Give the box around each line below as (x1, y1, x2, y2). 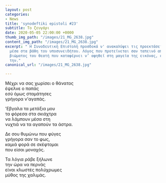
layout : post (5, 7, 32, 12)
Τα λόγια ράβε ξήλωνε (5, 156, 53, 162)
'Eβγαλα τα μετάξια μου (5, 106, 55, 112)
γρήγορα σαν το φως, (5, 137, 50, 142)
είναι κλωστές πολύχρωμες (5, 167, 62, 173)
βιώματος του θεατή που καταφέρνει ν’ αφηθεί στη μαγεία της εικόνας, (9, 53, 158, 58)
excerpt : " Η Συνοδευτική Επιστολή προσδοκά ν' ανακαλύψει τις (5, 44, 138, 49)
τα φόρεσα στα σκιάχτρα (5, 111, 57, 117)
